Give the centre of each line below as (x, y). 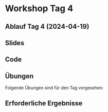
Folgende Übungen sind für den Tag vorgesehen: (54, 88)
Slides (15, 43)
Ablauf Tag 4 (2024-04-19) (47, 27)
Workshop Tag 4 (39, 9)
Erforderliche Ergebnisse (44, 103)
